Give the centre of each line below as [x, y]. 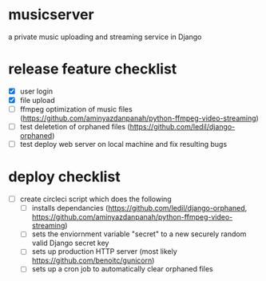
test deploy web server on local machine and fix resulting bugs [123, 144]
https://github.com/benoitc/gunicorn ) [93, 260]
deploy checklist [65, 177]
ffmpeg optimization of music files [76, 109]
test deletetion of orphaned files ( [75, 127]
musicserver [51, 15]
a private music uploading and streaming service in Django [105, 37]
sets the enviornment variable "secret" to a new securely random [139, 234]
